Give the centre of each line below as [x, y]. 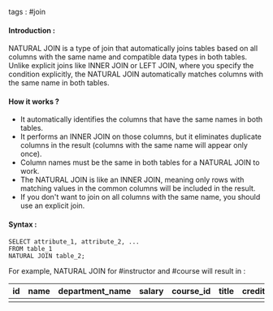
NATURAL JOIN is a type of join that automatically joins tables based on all [133, 49]
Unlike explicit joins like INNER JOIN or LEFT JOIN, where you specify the [131, 66]
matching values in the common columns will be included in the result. [138, 188]
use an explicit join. [52, 205]
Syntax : [23, 224]
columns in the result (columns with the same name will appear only [134, 145]
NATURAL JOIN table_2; [47, 256]
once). [31, 154]
